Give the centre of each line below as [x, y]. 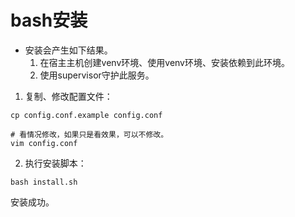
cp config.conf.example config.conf [86, 115]
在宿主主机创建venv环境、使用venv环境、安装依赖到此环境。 [164, 62]
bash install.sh [44, 182]
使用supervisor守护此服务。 [97, 75]
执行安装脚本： [55, 163]
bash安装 [49, 20]
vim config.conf [44, 143]
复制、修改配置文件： [68, 96]
